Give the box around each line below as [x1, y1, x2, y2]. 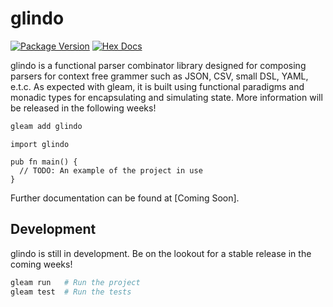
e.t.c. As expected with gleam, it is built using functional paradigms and [10, 80, 305, 92]
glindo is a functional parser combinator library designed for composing [10, 59, 307, 71]
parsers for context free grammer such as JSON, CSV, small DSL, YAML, [10, 70, 309, 82]
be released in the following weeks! [10, 102, 157, 114]
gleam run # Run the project [10, 277, 141, 287]
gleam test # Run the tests [10, 287, 132, 297]
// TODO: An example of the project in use [19, 165, 203, 176]
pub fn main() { [10, 157, 78, 167]
